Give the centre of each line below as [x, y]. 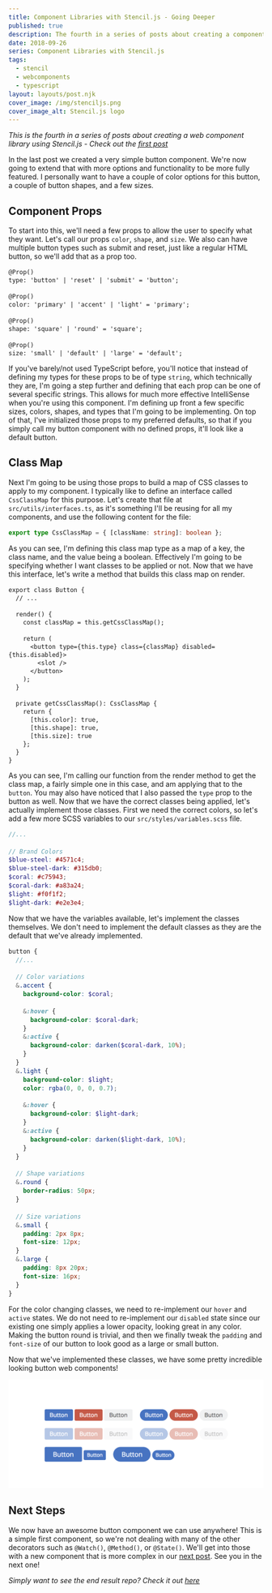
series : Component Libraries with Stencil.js [86, 52]
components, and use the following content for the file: [100, 517]
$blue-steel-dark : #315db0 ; [56, 869]
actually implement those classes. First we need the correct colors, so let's [133, 809]
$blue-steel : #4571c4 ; [47, 860]
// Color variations [50, 977]
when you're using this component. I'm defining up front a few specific [127, 403]
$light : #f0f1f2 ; [38, 894]
